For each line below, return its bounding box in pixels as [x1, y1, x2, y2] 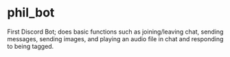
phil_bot [7, 5, 55, 21]
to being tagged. [7, 42, 54, 50]
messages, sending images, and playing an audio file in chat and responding [7, 34, 224, 43]
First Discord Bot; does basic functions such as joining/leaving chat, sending [7, 27, 224, 36]
